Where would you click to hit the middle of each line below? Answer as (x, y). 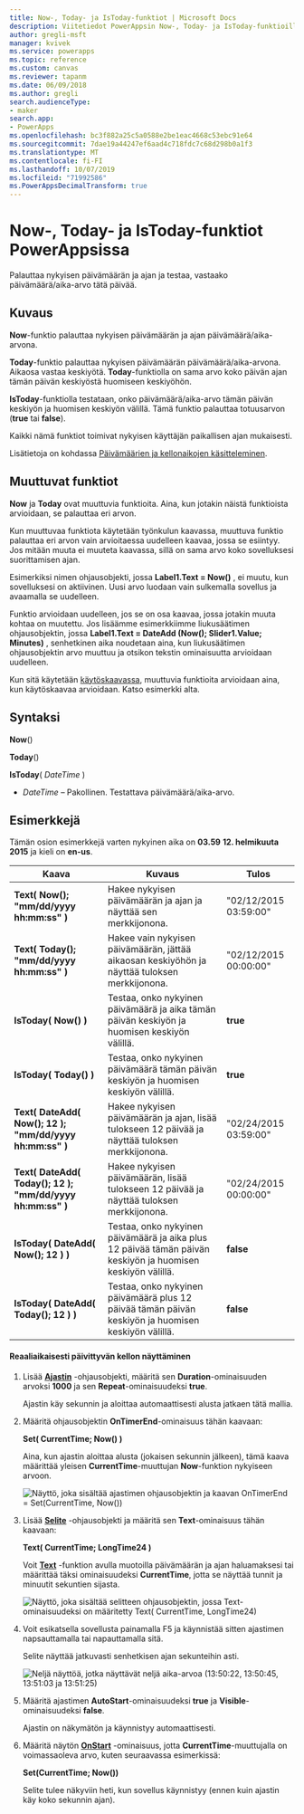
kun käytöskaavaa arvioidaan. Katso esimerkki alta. (105, 689)
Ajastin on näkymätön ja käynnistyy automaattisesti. (119, 1728)
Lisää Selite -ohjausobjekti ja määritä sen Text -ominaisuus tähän (143, 1520)
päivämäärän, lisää (147, 1178)
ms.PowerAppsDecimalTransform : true (78, 186)
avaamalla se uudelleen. (54, 596)
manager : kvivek (40, 43)
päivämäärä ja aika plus (157, 1238)
